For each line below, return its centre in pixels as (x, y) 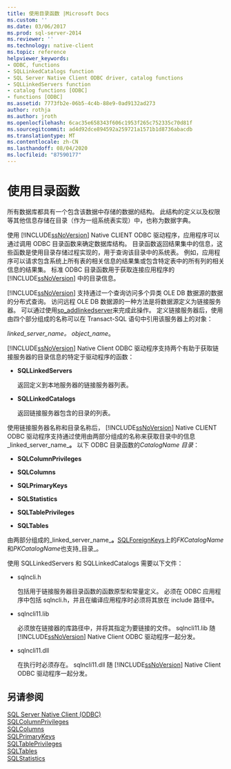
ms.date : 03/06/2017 (37, 26)
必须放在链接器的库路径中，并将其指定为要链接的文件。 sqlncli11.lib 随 (116, 628)
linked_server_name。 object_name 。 (61, 333)
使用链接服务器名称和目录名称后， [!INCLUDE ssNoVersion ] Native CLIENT (112, 427)
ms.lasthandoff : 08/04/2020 (48, 149)
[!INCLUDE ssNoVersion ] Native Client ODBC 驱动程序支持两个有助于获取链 (113, 348)
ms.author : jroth (32, 116)
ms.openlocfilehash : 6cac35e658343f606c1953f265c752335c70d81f (100, 123)
